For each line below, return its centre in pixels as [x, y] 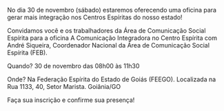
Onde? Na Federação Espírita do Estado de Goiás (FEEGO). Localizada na [112, 79]
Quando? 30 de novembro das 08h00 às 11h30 [73, 66]
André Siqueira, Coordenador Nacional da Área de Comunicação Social [109, 45]
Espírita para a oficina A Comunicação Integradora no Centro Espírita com [112, 38]
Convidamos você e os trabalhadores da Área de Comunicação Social [106, 31]
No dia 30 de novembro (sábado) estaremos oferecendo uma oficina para [112, 10]
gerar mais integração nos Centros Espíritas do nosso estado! [95, 17]
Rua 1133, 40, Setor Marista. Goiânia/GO [64, 87]
